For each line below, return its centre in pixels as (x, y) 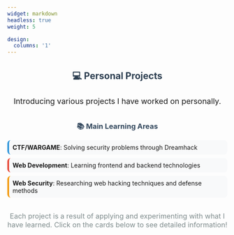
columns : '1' (32, 46)
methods (25, 191)
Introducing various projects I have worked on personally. (117, 101)
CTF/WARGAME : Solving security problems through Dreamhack (105, 148)
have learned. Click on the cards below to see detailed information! (117, 225)
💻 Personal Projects (117, 76)
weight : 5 (22, 26)
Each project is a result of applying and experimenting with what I (117, 216)
